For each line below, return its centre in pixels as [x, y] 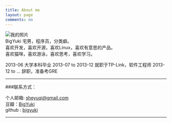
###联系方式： [21, 87]
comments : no [19, 19]
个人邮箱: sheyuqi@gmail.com [37, 98]
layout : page [19, 15]
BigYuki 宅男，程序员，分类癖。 [39, 41]
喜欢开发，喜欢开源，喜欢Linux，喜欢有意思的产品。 [60, 48]
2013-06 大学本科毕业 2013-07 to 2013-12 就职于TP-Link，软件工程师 [79, 65]
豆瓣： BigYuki [20, 104]
